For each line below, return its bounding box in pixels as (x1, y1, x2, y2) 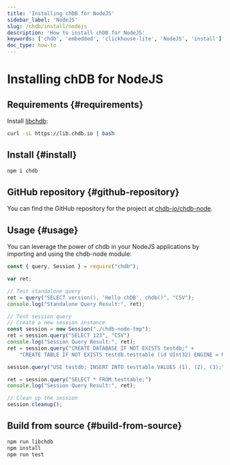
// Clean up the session (7, 395, 78, 402)
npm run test (7, 451, 44, 458)
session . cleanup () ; (7, 401, 63, 408)
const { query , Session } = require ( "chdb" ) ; (7, 263, 139, 270)
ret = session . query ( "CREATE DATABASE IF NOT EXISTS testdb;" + (7, 344, 194, 352)
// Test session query (7, 313, 72, 320)
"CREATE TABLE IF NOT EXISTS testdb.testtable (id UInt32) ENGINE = (19, 351, 219, 358)
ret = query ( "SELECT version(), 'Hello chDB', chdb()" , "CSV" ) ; (7, 294, 194, 301)
